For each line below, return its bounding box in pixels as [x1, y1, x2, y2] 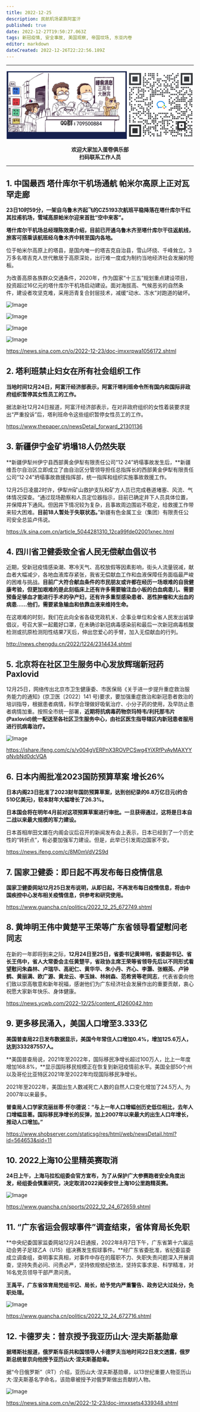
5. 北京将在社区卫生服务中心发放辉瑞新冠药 [6, 659, 164, 669]
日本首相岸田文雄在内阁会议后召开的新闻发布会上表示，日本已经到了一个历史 [6, 829, 194, 836]
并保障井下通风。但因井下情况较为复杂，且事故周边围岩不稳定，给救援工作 [6, 501, 189, 508]
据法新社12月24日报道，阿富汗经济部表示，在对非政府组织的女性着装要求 [6, 403, 185, 410]
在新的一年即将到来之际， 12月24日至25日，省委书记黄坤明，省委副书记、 [6, 950, 187, 958]
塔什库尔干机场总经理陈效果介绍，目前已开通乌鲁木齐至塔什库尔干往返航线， [6, 227, 194, 234]
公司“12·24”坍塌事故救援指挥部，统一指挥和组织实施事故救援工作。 [6, 473, 170, 481]
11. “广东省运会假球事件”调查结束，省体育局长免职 [6, 1222, 190, 1232]
